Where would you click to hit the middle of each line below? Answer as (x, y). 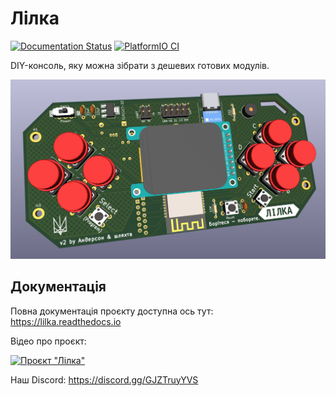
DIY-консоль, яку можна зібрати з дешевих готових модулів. (140, 65)
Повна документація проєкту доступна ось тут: (112, 311)
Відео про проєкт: (48, 341)
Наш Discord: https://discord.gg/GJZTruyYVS (104, 379)
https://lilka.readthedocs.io (66, 321)
